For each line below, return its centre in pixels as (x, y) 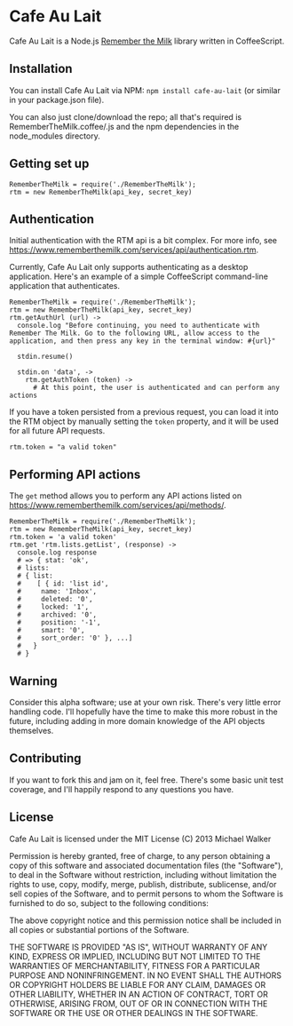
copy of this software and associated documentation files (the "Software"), (146, 865)
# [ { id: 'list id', (63, 584)
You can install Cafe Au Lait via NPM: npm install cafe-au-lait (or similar (145, 90)
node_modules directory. (55, 136)
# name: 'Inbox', (57, 592)
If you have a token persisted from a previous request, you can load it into (144, 412)
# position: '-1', (59, 623)
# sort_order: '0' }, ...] (75, 638)
